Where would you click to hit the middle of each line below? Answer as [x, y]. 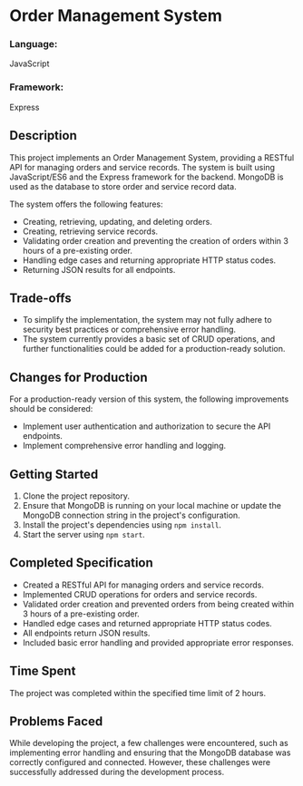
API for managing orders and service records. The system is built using [142, 167]
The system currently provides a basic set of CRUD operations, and [149, 339]
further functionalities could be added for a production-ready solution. [154, 349]
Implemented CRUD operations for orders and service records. [140, 594]
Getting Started [54, 474]
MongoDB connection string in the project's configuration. [131, 515]
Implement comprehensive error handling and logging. [124, 446]
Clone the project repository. [76, 496]
